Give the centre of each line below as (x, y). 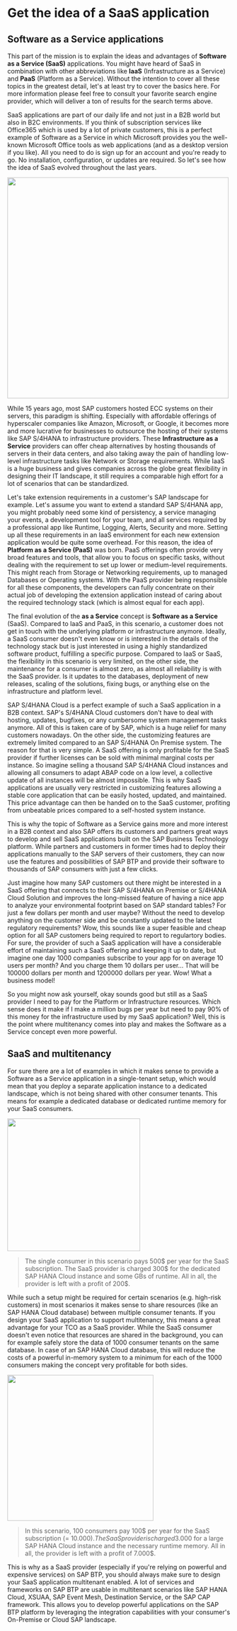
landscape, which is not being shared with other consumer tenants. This (112, 1093)
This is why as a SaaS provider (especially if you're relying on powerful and (117, 1567)
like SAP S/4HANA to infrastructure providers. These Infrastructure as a (113, 439)
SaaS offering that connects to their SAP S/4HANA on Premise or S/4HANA (117, 890)
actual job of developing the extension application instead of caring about (115, 595)
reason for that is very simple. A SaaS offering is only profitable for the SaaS (118, 750)
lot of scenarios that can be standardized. (68, 483)
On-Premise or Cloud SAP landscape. (62, 1619)
